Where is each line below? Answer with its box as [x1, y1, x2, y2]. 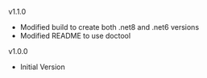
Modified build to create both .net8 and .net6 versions [19, 23, 200, 31]
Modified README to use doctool [19, 31, 131, 40]
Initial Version [19, 62, 66, 72]
